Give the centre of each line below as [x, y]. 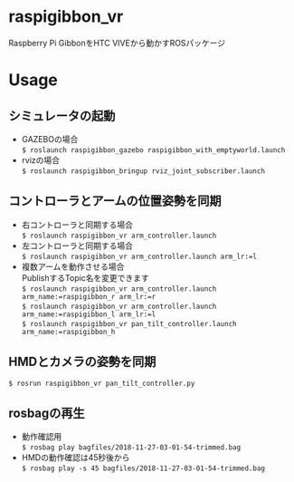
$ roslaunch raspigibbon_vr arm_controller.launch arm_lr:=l [139, 256]
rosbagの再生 [47, 413]
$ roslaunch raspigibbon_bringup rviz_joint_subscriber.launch [143, 171]
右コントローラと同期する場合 [77, 225]
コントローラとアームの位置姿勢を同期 [115, 201]
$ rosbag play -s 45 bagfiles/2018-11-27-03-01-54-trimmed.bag [143, 468]
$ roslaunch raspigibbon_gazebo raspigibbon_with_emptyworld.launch [153, 150]
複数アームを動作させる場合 [73, 266]
